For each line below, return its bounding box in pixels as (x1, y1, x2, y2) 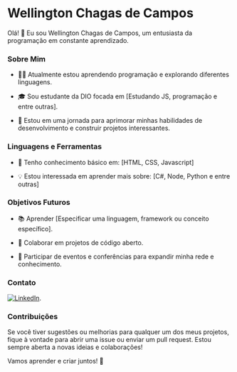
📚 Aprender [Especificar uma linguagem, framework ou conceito (17, 214, 209, 223)
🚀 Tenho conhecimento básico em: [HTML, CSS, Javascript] (17, 158, 194, 166)
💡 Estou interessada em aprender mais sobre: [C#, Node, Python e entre (17, 171, 231, 180)
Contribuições (7, 312, 58, 322)
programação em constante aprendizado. (7, 36, 130, 44)
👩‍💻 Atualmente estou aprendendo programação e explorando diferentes (17, 70, 230, 79)
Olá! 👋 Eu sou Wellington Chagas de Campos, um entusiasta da (7, 29, 193, 37)
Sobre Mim (7, 54, 46, 64)
